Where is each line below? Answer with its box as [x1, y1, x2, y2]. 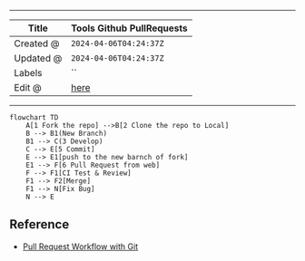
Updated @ [14, 52, 63, 64]
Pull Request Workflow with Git [22, 241, 139, 252]
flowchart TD [9, 113, 59, 122]
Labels [14, 67, 43, 79]
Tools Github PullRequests [71, 22, 188, 34]
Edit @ [14, 82, 43, 93]
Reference [9, 217, 70, 232]
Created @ [14, 37, 60, 50]
